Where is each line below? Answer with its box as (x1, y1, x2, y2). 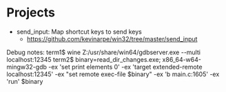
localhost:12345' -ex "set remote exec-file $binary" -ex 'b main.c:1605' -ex (6, 70, 220, 78)
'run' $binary (6, 77, 43, 85)
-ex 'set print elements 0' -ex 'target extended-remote (48, 62, 203, 71)
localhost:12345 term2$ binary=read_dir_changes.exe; (6, 55, 161, 63)
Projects (6, 5, 56, 21)
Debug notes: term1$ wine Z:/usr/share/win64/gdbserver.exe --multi (6, 48, 201, 56)
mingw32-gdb (6, 62, 48, 71)
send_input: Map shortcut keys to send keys (16, 27, 142, 36)
